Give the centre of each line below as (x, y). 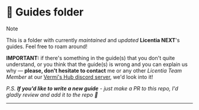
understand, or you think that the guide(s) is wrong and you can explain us (97, 64)
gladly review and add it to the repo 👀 (52, 95)
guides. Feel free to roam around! (47, 46)
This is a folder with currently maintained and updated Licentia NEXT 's (93, 40)
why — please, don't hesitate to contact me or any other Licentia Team (94, 70)
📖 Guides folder (45, 12)
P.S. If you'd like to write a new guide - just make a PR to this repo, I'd (92, 88)
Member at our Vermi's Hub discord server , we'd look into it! (80, 77)
